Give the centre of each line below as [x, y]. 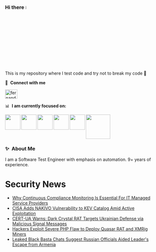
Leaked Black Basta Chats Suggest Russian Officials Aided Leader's [80, 239]
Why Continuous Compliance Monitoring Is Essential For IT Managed [81, 198]
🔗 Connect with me [25, 82]
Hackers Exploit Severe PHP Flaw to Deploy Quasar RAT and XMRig [80, 229]
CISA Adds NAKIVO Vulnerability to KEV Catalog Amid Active [73, 208]
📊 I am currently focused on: [36, 106]
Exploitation [24, 213]
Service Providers [30, 203]
